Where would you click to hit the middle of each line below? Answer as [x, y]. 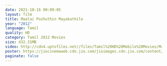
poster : [13, 51]
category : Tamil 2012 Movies [35, 38]
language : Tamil [22, 28]
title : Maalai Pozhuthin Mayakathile [44, 19]
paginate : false [22, 56]
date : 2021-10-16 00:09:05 [33, 10]
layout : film [19, 14]
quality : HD [17, 33]
